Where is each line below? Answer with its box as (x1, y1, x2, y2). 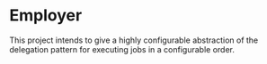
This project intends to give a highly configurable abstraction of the (9, 35, 259, 45)
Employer (9, 5, 83, 26)
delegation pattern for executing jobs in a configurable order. (9, 44, 236, 54)
